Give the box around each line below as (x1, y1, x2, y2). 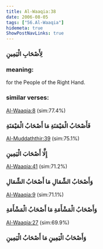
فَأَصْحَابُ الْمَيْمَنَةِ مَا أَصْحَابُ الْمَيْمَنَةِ (6, 122, 91, 130)
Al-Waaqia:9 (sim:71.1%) (6, 191, 64, 198)
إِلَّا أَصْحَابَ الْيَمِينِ (6, 149, 48, 157)
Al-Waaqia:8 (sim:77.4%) (6, 107, 66, 114)
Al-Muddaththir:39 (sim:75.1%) (6, 134, 80, 142)
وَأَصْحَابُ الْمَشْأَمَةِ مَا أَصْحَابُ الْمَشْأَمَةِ (6, 206, 98, 214)
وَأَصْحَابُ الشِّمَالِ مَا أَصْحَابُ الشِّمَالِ (6, 177, 93, 186)
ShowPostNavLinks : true (6, 31, 64, 36)
